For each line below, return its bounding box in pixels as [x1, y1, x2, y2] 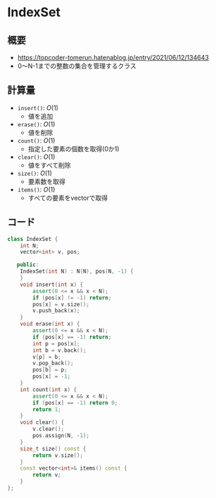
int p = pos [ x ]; [32, 340, 80, 347]
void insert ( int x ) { [20, 280, 83, 288]
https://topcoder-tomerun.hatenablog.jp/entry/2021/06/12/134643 [17, 54, 209, 61]
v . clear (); [32, 425, 65, 433]
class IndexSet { [7, 235, 58, 242]
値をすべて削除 [27, 160, 72, 170]
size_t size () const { [20, 445, 87, 452]
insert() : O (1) [17, 103, 58, 112]
